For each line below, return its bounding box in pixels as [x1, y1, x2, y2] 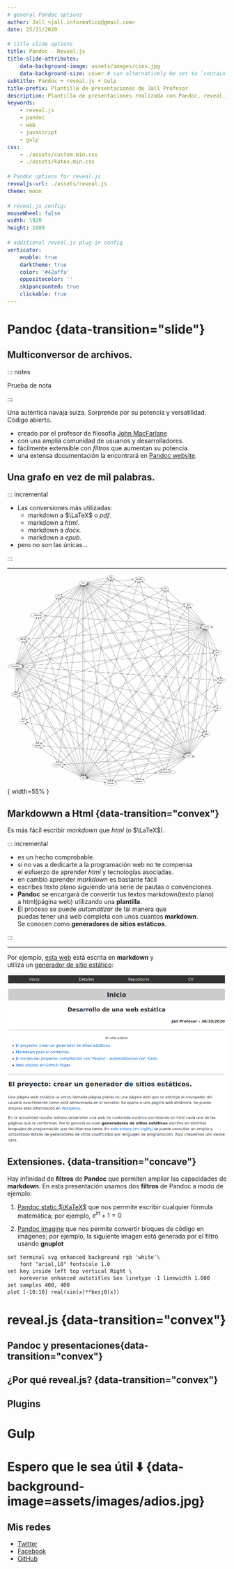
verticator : [7, 246, 42, 254]
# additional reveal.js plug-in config [7, 239, 123, 246]
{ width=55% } [7, 788, 49, 796]
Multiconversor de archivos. [7, 349, 133, 361]
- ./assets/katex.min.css [19, 158, 95, 165]
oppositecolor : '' [19, 276, 73, 283]
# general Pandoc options [7, 11, 82, 18]
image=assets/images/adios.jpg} [7, 1494, 205, 1509]
